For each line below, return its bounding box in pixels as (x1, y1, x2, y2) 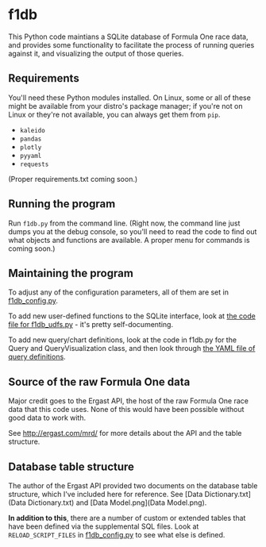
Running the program (8, 197, 116, 211)
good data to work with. (8, 413, 86, 422)
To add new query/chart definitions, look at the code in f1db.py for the (8, 335, 237, 345)
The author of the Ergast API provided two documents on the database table (8, 481, 258, 490)
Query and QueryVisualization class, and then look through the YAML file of (8, 344, 256, 353)
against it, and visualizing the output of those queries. (8, 48, 184, 58)
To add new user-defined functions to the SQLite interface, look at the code (8, 311, 256, 321)
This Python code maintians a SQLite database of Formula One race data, (8, 32, 249, 41)
